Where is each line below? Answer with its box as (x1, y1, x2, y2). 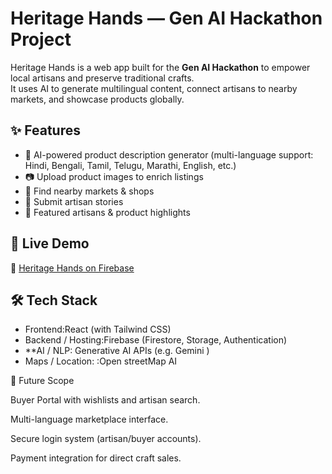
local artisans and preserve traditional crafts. (10, 72, 195, 84)
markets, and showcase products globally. (10, 93, 185, 105)
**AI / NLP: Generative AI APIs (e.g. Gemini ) (24, 345, 210, 357)
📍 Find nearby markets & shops (24, 185, 155, 197)
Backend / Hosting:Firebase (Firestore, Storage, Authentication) (24, 334, 288, 346)
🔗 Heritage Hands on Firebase (10, 262, 135, 274)
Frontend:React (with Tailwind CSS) (24, 323, 172, 336)
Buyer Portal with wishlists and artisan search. (10, 394, 201, 406)
